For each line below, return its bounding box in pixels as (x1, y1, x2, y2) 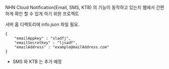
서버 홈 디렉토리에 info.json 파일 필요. (5, 22, 80, 27)
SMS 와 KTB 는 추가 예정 (12, 58, 62, 64)
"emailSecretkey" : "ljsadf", (14, 40, 78, 45)
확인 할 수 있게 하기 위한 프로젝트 (14, 11, 79, 17)
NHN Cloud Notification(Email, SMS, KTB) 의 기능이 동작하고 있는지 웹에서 (5, 5, 155, 10)
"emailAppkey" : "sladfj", (14, 36, 71, 41)
